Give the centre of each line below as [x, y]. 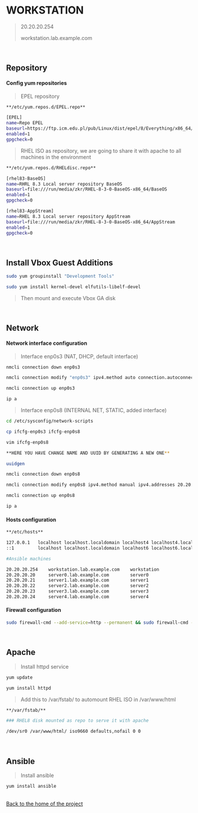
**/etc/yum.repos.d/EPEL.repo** [46, 107]
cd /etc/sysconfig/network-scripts [50, 421]
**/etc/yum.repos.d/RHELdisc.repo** [51, 168]
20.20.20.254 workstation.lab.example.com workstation [83, 570]
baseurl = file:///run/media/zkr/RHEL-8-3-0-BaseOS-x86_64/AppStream [91, 222]
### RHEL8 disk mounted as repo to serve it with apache [77, 721]
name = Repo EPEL [25, 123]
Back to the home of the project [45, 804]
